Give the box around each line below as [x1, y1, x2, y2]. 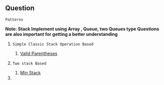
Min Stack [20, 70, 41, 76]
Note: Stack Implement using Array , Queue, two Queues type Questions [5, 26, 159, 32]
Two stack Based [12, 61, 47, 66]
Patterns [5, 17, 24, 22]
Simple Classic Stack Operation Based [12, 42, 94, 47]
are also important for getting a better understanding [5, 31, 118, 37]
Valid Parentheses [20, 50, 58, 56]
